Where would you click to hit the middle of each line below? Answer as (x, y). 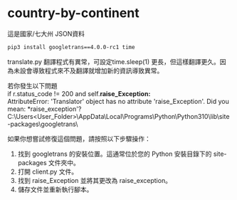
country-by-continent (74, 13)
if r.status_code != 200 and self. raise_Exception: (79, 93)
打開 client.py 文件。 (48, 172)
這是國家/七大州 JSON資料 (46, 33)
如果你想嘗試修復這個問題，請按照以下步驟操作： (79, 138)
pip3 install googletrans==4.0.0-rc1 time (71, 47)
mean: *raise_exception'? (44, 109)
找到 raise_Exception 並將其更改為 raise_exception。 (95, 180)
